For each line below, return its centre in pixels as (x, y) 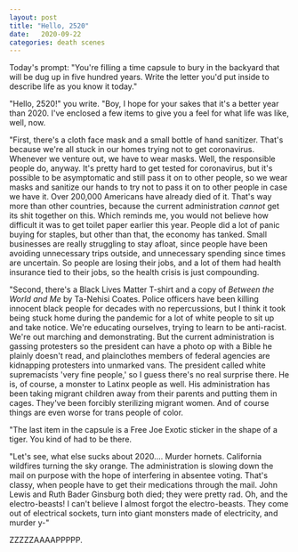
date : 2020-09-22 (45, 34)
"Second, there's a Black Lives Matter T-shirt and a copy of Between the (141, 289)
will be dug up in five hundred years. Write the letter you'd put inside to (139, 77)
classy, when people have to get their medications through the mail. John (144, 485)
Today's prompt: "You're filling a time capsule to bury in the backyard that (145, 68)
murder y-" (29, 523)
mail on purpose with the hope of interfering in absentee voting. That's (139, 475)
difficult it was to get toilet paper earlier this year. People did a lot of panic (145, 225)
